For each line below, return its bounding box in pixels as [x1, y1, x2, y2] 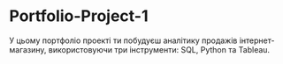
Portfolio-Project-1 [9, 6, 149, 26]
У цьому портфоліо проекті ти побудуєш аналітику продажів [9, 35, 238, 46]
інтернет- [239, 35, 275, 46]
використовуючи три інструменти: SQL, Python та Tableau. [48, 44, 271, 54]
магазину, [9, 44, 47, 54]
